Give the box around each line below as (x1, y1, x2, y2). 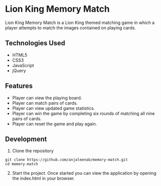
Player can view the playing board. (12, 94, 82, 101)
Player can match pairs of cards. (12, 100, 78, 106)
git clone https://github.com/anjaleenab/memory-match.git (5, 158, 128, 163)
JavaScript (12, 62, 34, 68)
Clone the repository (12, 148, 54, 154)
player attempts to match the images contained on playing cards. (5, 24, 136, 30)
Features (5, 82, 33, 90)
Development (5, 135, 47, 143)
